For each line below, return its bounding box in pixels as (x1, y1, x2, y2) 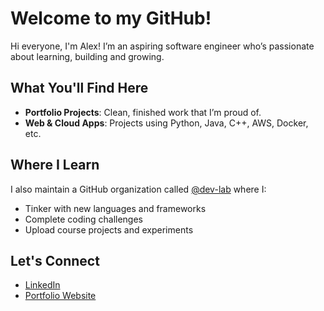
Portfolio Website (24, 290, 97, 302)
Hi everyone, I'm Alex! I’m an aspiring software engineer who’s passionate (10, 40, 315, 52)
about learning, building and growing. (10, 50, 165, 62)
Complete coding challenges (24, 213, 143, 225)
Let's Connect (10, 252, 100, 269)
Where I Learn (10, 157, 100, 174)
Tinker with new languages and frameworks (24, 202, 207, 214)
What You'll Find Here (10, 80, 149, 97)
